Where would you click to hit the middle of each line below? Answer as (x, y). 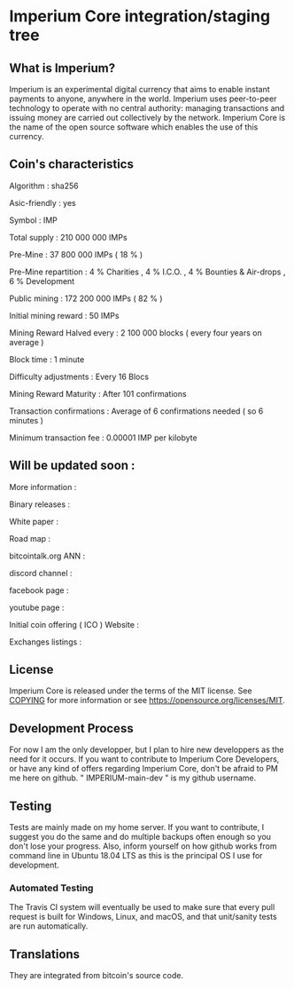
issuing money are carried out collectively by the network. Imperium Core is (147, 118)
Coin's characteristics (72, 165)
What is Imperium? (62, 68)
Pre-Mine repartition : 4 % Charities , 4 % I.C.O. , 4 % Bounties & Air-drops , (147, 272)
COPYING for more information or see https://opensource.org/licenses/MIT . (147, 700)
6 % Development (42, 281)
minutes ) (27, 420)
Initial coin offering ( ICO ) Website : (74, 624)
